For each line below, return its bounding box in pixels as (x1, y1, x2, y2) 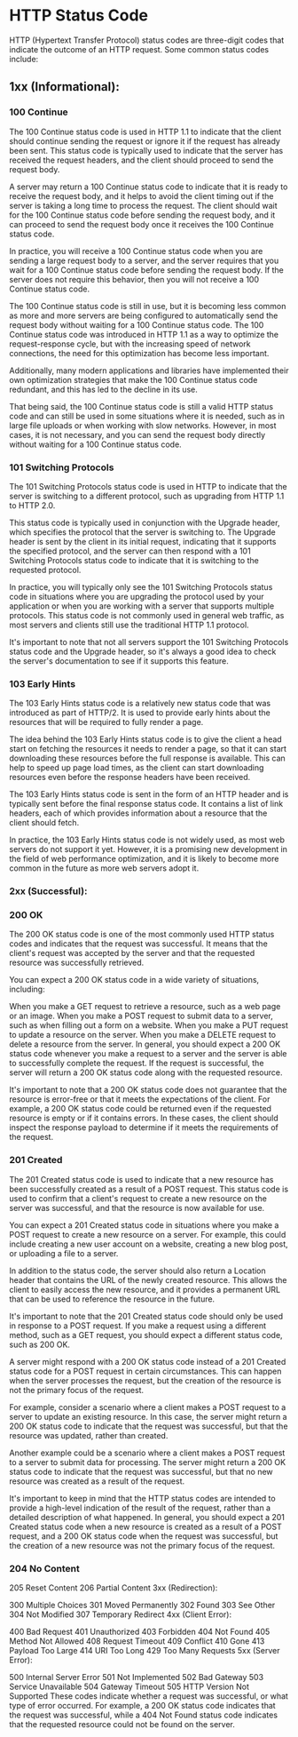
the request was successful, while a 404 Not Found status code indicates (9, 1709, 278, 1720)
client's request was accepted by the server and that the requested (9, 948, 255, 959)
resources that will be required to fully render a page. (9, 717, 204, 728)
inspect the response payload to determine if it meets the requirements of (9, 1122, 279, 1133)
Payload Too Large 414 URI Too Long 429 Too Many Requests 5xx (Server (9, 1645, 281, 1656)
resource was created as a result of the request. (9, 1476, 185, 1486)
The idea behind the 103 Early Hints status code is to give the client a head (9, 734, 282, 745)
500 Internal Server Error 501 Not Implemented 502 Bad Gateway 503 (9, 1672, 264, 1683)
